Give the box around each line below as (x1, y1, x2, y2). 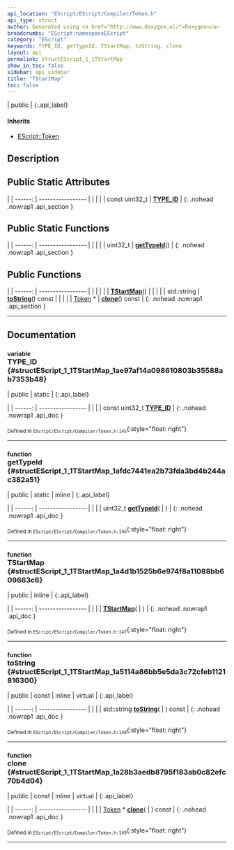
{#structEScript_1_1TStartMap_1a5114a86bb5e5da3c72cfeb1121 (7, 666, 226, 676)
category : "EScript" (7, 36, 68, 43)
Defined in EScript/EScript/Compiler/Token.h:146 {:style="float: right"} (7, 525, 187, 535)
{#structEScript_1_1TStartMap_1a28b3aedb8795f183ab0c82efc (7, 767, 226, 777)
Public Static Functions (7, 223, 110, 235)
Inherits (7, 117, 31, 125)
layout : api (7, 50, 42, 57)
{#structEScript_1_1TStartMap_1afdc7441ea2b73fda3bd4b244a (7, 466, 226, 476)
